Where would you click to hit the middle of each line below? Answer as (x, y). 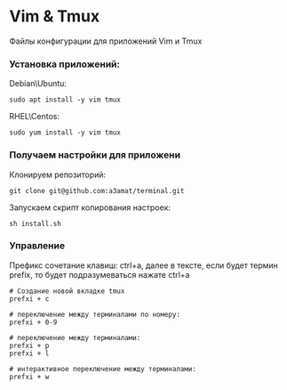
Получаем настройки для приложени (95, 155)
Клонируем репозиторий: (58, 175)
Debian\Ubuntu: (38, 84)
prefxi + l (29, 353)
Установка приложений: (65, 64)
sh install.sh (36, 223)
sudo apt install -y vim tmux (65, 100)
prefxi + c (29, 299)
